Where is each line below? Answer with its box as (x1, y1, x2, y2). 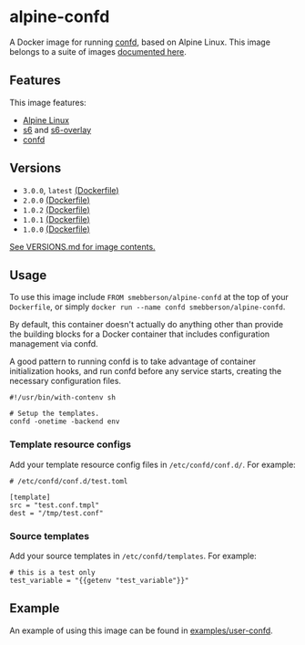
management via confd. (9, 338, 98, 349)
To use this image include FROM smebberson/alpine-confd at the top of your (9, 292, 289, 303)
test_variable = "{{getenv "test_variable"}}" (9, 576, 189, 585)
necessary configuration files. (9, 376, 121, 387)
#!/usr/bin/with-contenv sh (9, 393, 117, 402)
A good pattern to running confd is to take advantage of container (9, 356, 257, 367)
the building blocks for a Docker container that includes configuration (9, 328, 270, 339)
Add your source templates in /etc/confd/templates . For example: (9, 550, 257, 561)
